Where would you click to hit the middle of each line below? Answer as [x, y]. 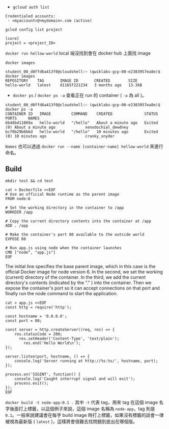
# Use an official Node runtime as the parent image [62, 194]
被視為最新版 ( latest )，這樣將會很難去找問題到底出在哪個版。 [71, 421]
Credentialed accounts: [31, 16]
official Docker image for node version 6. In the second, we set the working [84, 272]
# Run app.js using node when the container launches [64, 248]
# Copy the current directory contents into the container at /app [78, 221]
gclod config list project [34, 30]
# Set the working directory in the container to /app [65, 208]
